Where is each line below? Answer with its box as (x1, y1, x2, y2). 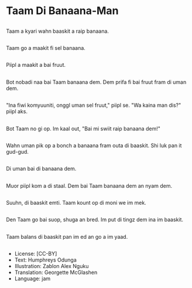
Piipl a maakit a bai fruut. (6, 62, 66, 69)
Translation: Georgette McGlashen (14, 269, 98, 276)
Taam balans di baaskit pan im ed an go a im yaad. (6, 233, 128, 240)
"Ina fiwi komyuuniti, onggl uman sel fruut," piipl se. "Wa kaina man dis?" (6, 101, 181, 109)
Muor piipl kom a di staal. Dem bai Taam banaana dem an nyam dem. (6, 182, 173, 189)
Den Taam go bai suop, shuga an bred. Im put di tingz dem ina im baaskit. (6, 216, 183, 223)
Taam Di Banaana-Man (6, 4, 119, 18)
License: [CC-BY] (14, 250, 57, 257)
